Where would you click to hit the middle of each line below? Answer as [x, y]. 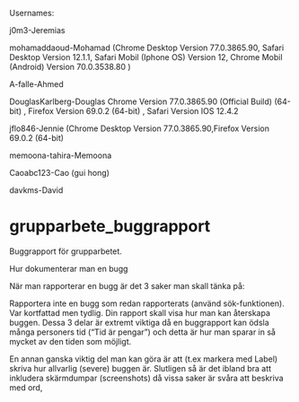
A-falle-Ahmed [37, 84]
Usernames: [32, 13]
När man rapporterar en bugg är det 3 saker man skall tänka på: [127, 285]
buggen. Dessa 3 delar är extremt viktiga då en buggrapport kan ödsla [139, 322]
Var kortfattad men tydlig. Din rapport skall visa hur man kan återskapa [140, 312]
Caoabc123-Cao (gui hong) [60, 173]
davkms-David [36, 190]
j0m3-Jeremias [37, 30]
